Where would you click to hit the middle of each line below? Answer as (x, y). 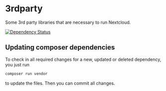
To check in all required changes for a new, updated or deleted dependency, (83, 59)
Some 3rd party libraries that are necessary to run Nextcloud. (68, 22)
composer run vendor (27, 74)
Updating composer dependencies (60, 47)
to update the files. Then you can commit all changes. (60, 83)
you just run (17, 64)
